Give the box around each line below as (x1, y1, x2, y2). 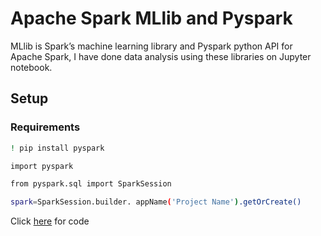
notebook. (10, 61, 53, 73)
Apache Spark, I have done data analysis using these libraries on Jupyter (10, 50, 312, 62)
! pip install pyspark (10, 143, 105, 153)
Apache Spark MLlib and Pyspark (10, 7, 293, 30)
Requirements (10, 120, 81, 134)
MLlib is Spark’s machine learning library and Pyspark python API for (10, 40, 293, 52)
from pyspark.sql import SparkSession (10, 179, 172, 189)
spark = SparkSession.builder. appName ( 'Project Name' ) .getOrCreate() (10, 197, 302, 207)
